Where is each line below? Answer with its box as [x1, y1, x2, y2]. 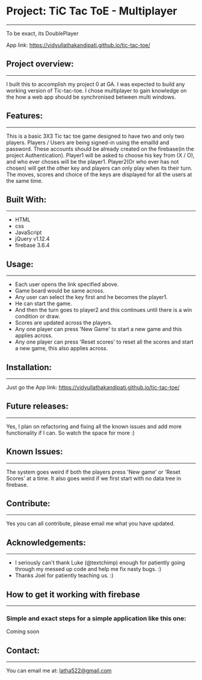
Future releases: [6, 401, 69, 412]
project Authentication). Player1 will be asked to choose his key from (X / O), [6, 152, 195, 159]
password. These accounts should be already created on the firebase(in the [6, 145, 194, 152]
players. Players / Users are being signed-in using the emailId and [6, 138, 170, 146]
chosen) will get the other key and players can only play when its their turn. [6, 164, 192, 172]
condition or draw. [14, 313, 60, 320]
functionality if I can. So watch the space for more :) [6, 429, 135, 436]
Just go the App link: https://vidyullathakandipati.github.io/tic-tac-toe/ [6, 384, 180, 391]
